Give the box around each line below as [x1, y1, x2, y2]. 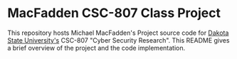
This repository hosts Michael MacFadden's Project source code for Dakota [7, 28, 229, 37]
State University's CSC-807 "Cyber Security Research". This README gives [7, 36, 230, 44]
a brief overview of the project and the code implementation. [7, 43, 186, 52]
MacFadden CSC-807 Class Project [7, 5, 221, 21]
